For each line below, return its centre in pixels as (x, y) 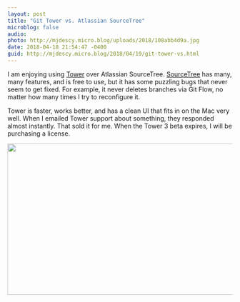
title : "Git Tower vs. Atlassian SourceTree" (76, 21)
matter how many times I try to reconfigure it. (74, 96)
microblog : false (33, 27)
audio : (17, 34)
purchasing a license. (39, 134)
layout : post (27, 14)
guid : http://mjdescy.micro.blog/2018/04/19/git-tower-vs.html (104, 54)
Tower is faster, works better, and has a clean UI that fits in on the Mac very (119, 111)
